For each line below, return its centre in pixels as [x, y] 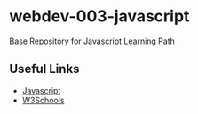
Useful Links [44, 69]
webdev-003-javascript [99, 16]
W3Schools [43, 100]
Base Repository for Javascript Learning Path [92, 41]
